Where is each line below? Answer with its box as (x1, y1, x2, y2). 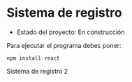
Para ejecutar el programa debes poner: (6, 41, 122, 49)
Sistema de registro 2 (6, 67, 68, 75)
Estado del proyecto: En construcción (16, 28, 125, 36)
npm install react (6, 54, 60, 62)
